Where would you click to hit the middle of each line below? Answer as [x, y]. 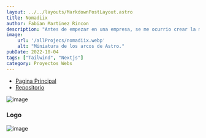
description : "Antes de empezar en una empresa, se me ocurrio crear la [101, 29]
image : [15, 35]
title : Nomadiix [27, 18]
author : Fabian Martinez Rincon [48, 23]
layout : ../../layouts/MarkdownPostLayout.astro [70, 12]
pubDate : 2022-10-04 [33, 52]
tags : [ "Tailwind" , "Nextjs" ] [45, 58]
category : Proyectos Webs [39, 63]
